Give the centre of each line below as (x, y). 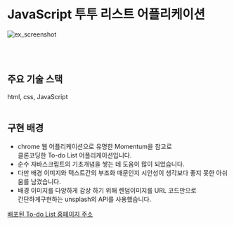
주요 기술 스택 (35, 79)
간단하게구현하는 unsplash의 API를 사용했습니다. (84, 199)
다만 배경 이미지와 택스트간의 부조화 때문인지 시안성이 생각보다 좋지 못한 (116, 172)
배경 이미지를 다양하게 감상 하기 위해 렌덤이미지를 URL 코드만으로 (107, 190)
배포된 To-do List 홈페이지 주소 (50, 214)
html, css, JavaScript (38, 96)
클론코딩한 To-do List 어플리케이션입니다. (74, 155)
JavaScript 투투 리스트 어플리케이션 (106, 14)
